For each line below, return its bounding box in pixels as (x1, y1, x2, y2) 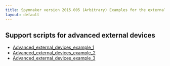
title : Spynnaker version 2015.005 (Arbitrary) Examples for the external (5, 7, 166, 13)
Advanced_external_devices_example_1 (12, 44, 95, 51)
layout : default (5, 12, 39, 17)
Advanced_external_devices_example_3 (12, 55, 96, 61)
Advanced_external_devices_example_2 (12, 50, 96, 56)
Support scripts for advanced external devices (5, 31, 155, 40)
